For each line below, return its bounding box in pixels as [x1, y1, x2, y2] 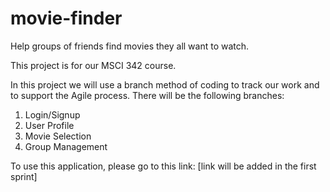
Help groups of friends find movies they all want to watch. [10, 40, 250, 52]
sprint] [10, 170, 38, 182]
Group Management [24, 140, 108, 152]
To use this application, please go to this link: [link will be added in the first [10, 160, 317, 172]
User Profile [24, 119, 75, 131]
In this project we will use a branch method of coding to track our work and [10, 78, 320, 91]
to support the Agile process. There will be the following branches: [10, 89, 285, 101]
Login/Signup [24, 108, 81, 121]
